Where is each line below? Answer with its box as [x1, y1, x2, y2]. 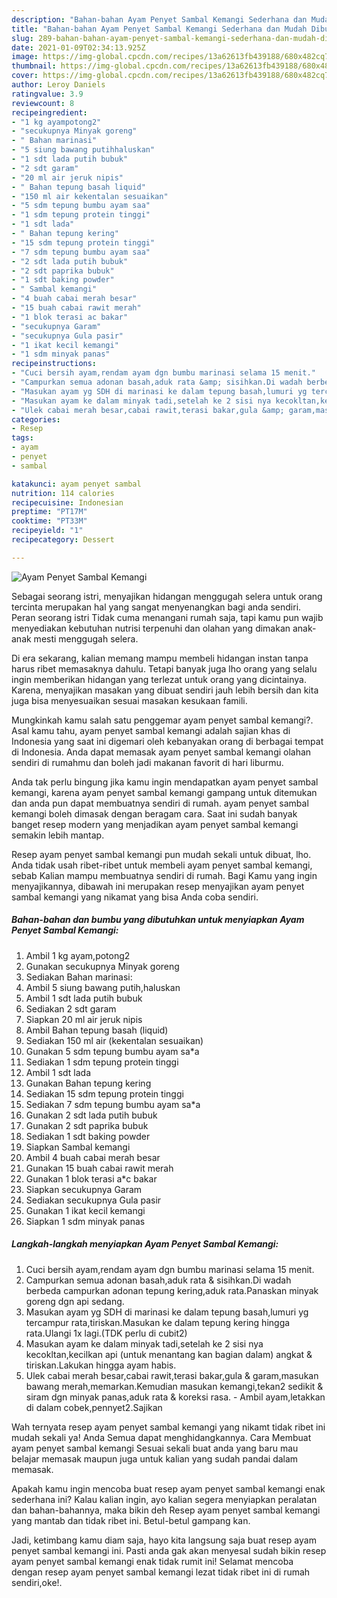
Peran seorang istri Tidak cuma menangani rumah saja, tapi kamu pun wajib [11, 611, 324, 623]
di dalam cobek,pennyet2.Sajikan [25, 1401, 163, 1413]
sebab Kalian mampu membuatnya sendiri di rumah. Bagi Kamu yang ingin [11, 869, 318, 881]
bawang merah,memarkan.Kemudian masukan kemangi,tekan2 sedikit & [25, 1380, 324, 1392]
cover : [11, 71, 39, 81]
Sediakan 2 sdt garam [25, 1002, 117, 1015]
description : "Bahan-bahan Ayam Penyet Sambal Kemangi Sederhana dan [11, 14, 308, 25]
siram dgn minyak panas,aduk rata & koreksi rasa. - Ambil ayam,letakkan [25, 1391, 326, 1403]
